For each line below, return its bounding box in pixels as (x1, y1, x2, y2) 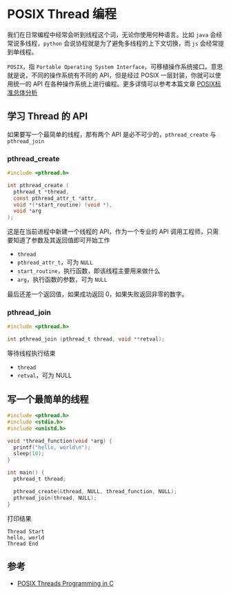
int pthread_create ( (7, 182, 70, 189)
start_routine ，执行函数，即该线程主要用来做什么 (17, 267, 161, 275)
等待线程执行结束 (7, 349, 56, 358)
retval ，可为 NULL (17, 371, 72, 380)
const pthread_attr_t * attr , (13, 195, 97, 202)
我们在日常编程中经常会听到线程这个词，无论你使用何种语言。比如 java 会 (7, 30, 217, 39)
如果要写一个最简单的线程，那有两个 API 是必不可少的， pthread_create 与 (7, 130, 217, 138)
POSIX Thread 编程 (7, 6, 117, 22)
